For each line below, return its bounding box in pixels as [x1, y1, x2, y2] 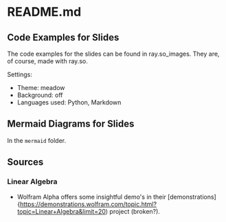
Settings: [7, 70, 32, 78]
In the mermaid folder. [7, 136, 67, 144]
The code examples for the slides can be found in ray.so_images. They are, [7, 49, 220, 58]
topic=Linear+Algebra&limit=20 [16, 207, 106, 215]
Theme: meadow [16, 84, 65, 91]
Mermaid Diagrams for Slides [7, 118, 135, 130]
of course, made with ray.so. [7, 57, 88, 65]
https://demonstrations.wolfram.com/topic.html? [19, 200, 157, 208]
